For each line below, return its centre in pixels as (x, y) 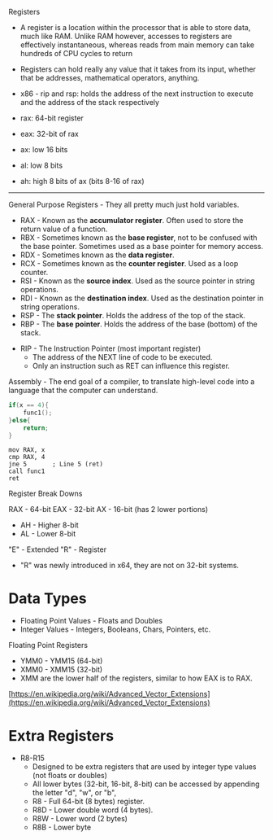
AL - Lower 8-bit (48, 534)
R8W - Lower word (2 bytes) (80, 819)
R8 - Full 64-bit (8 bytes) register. (88, 802)
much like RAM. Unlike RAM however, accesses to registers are (126, 36)
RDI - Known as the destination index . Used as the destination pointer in (142, 298)
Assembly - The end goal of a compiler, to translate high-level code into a (132, 381)
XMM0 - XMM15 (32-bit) (61, 670)
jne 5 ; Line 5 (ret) (56, 464)
